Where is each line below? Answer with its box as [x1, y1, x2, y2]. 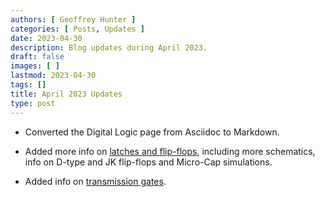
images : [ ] [10, 61, 60, 71]
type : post [10, 98, 56, 108]
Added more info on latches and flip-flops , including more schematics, [24, 145, 316, 157]
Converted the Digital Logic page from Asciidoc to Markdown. [24, 126, 280, 138]
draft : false [10, 52, 65, 62]
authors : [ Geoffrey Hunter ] [10, 14, 137, 25]
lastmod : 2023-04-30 [10, 71, 97, 81]
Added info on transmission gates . [24, 175, 167, 187]
